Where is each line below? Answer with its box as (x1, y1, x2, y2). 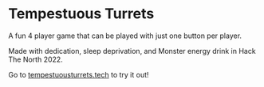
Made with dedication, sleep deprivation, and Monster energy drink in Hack (8, 46, 257, 55)
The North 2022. (8, 55, 64, 64)
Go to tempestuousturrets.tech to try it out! (8, 70, 149, 79)
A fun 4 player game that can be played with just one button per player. (8, 31, 242, 40)
